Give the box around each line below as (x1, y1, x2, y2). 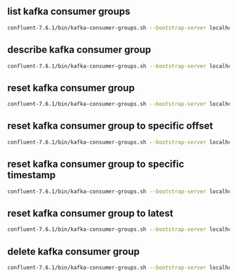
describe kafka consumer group (7, 44, 152, 56)
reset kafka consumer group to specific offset (7, 120, 214, 132)
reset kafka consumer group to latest (7, 207, 174, 219)
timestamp (7, 169, 56, 182)
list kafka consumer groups (7, 6, 130, 18)
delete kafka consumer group (7, 246, 140, 258)
